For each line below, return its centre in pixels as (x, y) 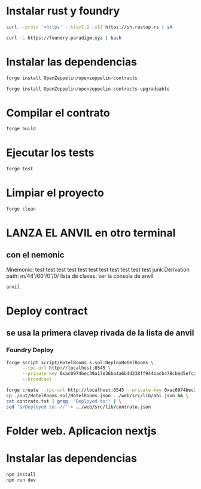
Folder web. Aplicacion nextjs (81, 431)
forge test (20, 169)
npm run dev (21, 480)
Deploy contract (47, 311)
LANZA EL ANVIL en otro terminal (91, 233)
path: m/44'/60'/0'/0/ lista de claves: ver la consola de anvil (80, 276)
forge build (21, 129)
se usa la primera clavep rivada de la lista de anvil (100, 333)
